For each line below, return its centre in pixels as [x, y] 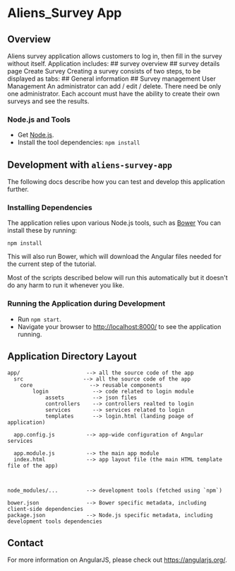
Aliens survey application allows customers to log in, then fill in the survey [115, 56]
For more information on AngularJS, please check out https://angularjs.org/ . [117, 560]
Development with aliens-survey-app [90, 165]
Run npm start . [39, 319]
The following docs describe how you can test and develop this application [116, 182]
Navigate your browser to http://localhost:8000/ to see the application [119, 326]
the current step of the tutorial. [52, 264]
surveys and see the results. [48, 101]
